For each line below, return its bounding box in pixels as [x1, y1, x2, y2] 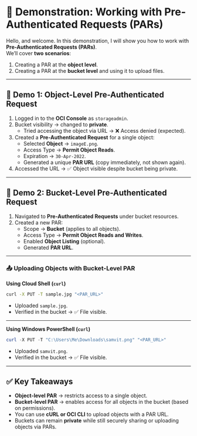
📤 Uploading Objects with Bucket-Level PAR [6, 264, 135, 273]
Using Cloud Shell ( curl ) [6, 280, 66, 287]
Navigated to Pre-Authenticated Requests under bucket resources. [14, 213, 179, 220]
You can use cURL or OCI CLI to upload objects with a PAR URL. [14, 411, 169, 418]
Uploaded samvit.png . [14, 347, 68, 354]
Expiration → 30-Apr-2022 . [23, 152, 86, 159]
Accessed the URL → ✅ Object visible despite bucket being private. [14, 165, 178, 172]
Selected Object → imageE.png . [23, 140, 98, 147]
